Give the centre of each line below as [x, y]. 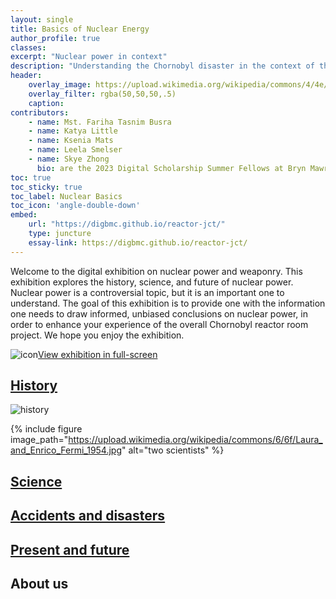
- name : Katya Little [73, 131]
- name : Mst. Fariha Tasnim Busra [100, 122]
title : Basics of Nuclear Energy [80, 29]
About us [39, 584]
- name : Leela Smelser [75, 150]
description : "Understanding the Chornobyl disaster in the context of [162, 66]
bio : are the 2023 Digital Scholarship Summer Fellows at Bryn [171, 168]
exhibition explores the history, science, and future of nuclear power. [152, 282]
